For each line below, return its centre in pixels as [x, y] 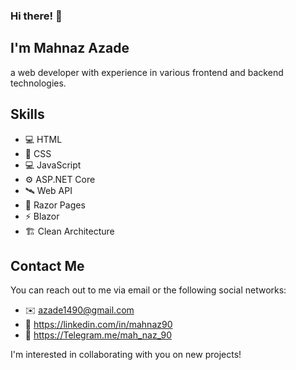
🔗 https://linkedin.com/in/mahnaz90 [98, 325]
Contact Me [47, 265]
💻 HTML [43, 139]
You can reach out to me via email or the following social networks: [148, 290]
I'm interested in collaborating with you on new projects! [126, 355]
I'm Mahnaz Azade [70, 48]
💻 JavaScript [53, 165]
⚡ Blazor [42, 216]
